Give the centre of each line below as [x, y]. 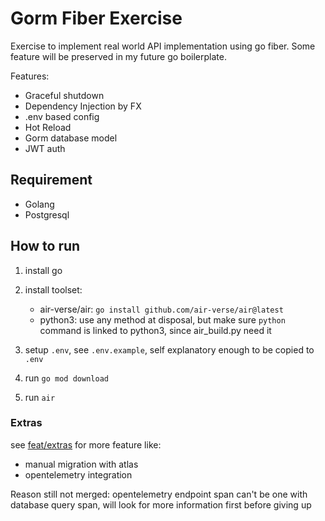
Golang [39, 204]
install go [43, 270]
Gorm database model [71, 138]
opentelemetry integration [78, 474]
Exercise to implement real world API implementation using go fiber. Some [163, 46]
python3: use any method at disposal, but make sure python [162, 319]
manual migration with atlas [81, 464]
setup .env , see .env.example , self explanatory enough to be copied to [169, 349]
